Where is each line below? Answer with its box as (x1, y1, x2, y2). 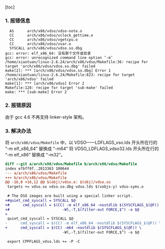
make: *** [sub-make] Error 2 (5, 90, 67, 95)
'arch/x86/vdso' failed (5, 77, 54, 82)
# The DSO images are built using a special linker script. (7, 194, 133, 199)
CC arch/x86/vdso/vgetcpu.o (9, 37, 78, 42)
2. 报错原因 (5, 102, 31, 109)
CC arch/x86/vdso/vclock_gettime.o (9, 33, 93, 38)
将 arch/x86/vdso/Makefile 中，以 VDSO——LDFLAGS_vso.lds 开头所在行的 (5, 139, 158, 145)
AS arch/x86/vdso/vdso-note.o (9, 29, 82, 34)
